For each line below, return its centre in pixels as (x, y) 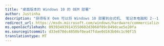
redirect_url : (20, 23)
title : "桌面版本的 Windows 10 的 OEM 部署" (48, 9)
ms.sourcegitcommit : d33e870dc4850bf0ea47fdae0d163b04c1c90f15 (71, 32)
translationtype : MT (26, 36)
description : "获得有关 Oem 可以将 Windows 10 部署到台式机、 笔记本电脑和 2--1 (82, 18)
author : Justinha (23, 14)
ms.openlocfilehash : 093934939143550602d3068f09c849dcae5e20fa (71, 27)
